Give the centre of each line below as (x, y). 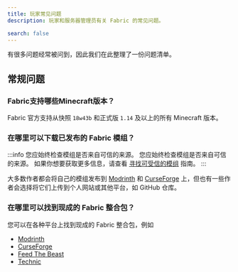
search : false (28, 33)
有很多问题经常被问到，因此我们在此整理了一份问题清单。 (91, 55)
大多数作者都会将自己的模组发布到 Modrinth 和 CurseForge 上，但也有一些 (116, 179)
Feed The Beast (41, 254)
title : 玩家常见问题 (34, 14)
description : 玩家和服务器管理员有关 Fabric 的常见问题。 (86, 21)
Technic (29, 261)
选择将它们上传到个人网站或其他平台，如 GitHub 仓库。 (100, 187)
